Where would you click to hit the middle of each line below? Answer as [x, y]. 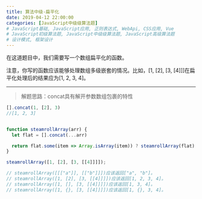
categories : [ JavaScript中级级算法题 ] [52, 23]
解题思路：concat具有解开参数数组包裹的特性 [77, 96]
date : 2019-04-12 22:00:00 [40, 17]
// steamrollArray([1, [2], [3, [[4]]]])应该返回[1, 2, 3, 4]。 [86, 179]
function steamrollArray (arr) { [47, 129]
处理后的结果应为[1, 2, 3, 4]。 [53, 78]
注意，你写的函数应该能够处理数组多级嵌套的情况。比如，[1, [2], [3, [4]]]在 [98, 70]
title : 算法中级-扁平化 [33, 12]
